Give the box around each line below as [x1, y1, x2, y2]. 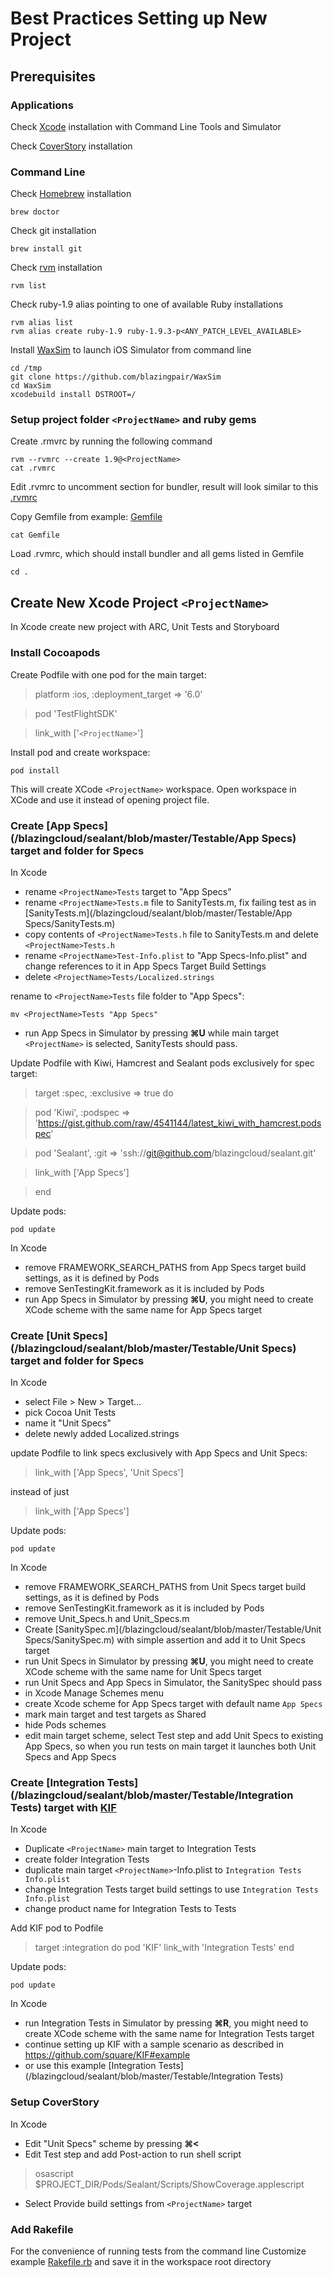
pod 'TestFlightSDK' [34, 707, 118, 719]
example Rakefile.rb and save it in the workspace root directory [10, 2256, 272, 2268]
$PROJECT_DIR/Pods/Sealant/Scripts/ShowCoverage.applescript [34, 2178, 305, 2190]
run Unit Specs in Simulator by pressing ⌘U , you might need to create [24, 1655, 314, 1667]
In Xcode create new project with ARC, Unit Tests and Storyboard [10, 621, 280, 633]
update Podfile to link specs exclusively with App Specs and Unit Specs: [10, 1447, 308, 1459]
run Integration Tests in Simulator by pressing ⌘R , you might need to [24, 2017, 309, 2029]
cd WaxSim [10, 381, 52, 391]
